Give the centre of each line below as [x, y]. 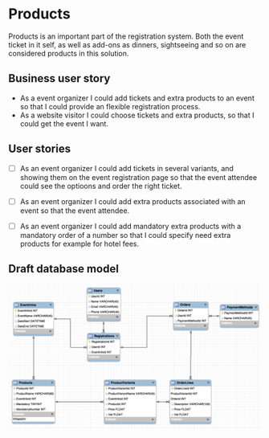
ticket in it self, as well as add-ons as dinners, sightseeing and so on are [127, 44]
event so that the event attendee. [75, 211]
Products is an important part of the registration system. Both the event [126, 36]
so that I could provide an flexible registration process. [110, 106]
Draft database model [63, 269]
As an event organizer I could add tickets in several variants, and [127, 168]
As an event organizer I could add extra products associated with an [133, 201]
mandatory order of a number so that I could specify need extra [125, 235]
